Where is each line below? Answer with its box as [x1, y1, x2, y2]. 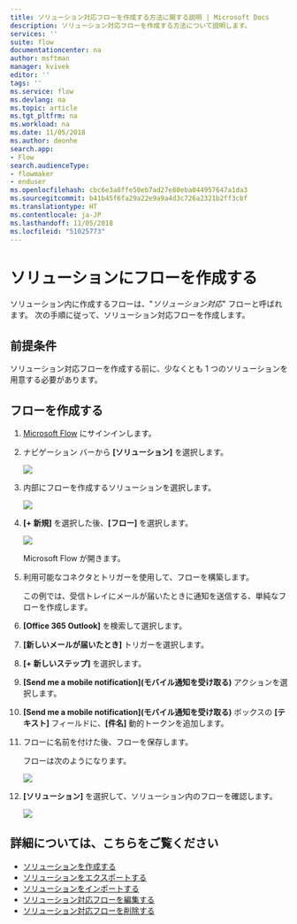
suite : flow [10, 37, 54, 47]
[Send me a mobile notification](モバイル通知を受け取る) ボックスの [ [22, 706, 278, 717]
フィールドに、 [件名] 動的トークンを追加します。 [50, 718, 229, 728]
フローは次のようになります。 [22, 755, 132, 766]
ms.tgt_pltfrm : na [10, 112, 78, 120]
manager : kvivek [10, 63, 70, 72]
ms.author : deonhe [10, 136, 78, 145]
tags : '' [10, 79, 42, 88]
